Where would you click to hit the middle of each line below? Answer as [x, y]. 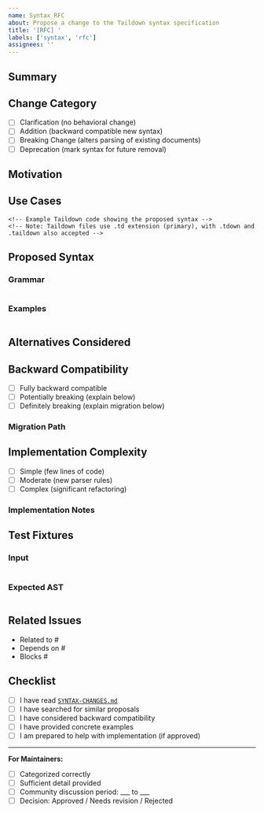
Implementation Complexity [78, 453]
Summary [33, 77]
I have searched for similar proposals [79, 709]
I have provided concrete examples [76, 726]
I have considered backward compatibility [87, 718]
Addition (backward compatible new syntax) [91, 132]
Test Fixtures [41, 535]
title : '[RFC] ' [35, 30]
